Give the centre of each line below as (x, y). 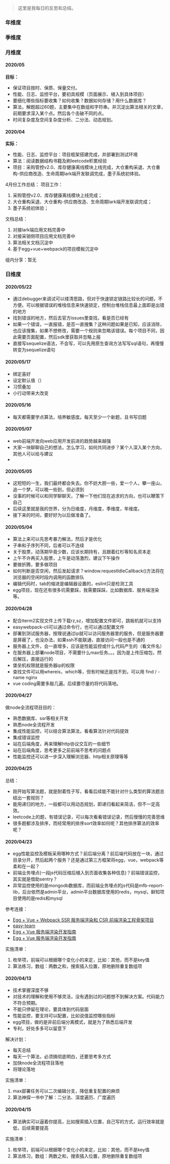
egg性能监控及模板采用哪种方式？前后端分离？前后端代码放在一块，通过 (88, 854)
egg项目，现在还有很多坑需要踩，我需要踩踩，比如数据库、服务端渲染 (86, 590)
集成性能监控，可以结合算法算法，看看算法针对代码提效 (70, 731)
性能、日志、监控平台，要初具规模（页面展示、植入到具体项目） (79, 94)
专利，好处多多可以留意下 (39, 1029)
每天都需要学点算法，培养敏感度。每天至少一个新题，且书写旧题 (79, 417)
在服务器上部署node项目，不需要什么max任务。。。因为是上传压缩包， (85, 652)
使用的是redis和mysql (40, 899)
